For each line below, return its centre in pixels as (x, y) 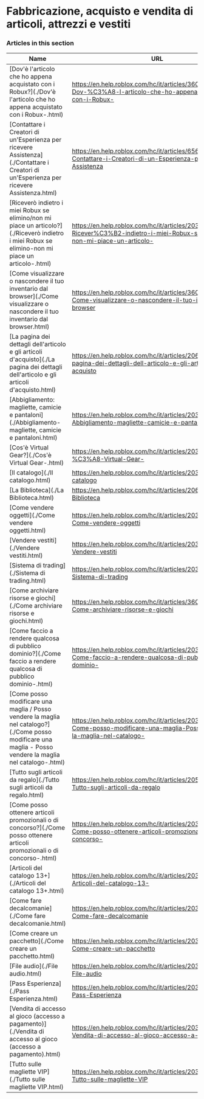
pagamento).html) (35, 1055)
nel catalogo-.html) (37, 763)
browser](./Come (34, 296)
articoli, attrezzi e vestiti (69, 24)
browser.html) (29, 327)
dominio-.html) (31, 684)
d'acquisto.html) (33, 390)
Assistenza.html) (33, 193)
